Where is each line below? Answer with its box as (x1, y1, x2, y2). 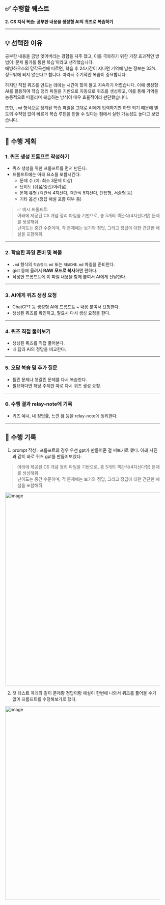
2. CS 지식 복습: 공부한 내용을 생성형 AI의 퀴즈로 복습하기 (5, 19, 113, 25)
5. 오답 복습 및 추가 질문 (5, 364, 57, 371)
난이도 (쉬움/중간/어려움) (19, 184, 67, 190)
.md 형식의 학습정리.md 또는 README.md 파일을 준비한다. (12, 261, 115, 267)
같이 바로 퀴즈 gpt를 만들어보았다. (17, 453, 82, 459)
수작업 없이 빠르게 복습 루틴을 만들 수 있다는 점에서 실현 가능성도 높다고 (14, 111, 151, 117)
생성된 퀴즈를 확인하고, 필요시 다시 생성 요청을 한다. (12, 310, 110, 316)
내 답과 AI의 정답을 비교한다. (12, 346, 66, 352)
